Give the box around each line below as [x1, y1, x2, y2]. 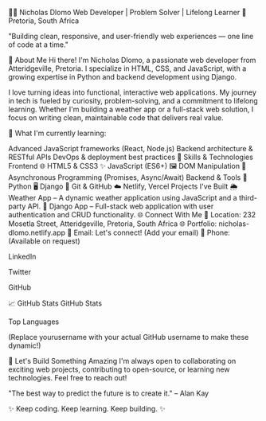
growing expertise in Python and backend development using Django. [8, 72, 237, 81]
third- [238, 193, 257, 202]
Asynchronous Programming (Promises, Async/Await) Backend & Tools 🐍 [8, 173, 248, 182]
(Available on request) [8, 236, 81, 246]
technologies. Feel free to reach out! [8, 373, 127, 382]
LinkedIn [8, 251, 37, 261]
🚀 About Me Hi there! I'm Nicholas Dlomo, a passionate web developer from [8, 56, 256, 64]
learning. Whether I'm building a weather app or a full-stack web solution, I [8, 104, 254, 114]
